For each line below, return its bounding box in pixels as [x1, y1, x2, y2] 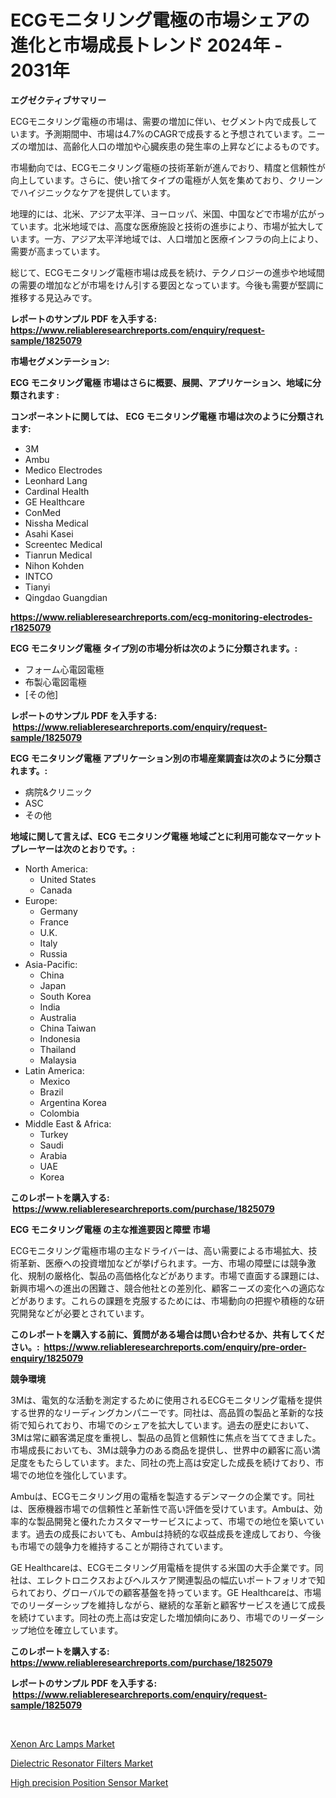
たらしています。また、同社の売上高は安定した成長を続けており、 [44, 1456, 316, 1468]
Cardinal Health [24, 485, 90, 497]
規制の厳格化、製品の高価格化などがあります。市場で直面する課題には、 [27, 1269, 325, 1281]
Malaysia [39, 1054, 77, 1066]
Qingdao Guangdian [24, 591, 108, 603]
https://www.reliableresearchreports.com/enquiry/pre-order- [43, 1341, 307, 1353]
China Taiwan [39, 1022, 97, 1034]
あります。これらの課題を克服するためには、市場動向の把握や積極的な [27, 1294, 317, 1306]
